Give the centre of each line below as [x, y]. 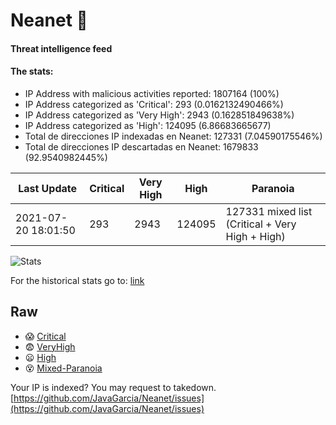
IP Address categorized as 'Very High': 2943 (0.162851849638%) [159, 115]
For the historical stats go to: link [77, 280]
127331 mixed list [269, 211]
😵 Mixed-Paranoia [63, 368]
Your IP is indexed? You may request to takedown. [113, 387]
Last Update [48, 188]
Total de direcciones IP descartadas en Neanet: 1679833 [141, 146]
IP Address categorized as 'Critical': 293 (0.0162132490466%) [154, 104]
